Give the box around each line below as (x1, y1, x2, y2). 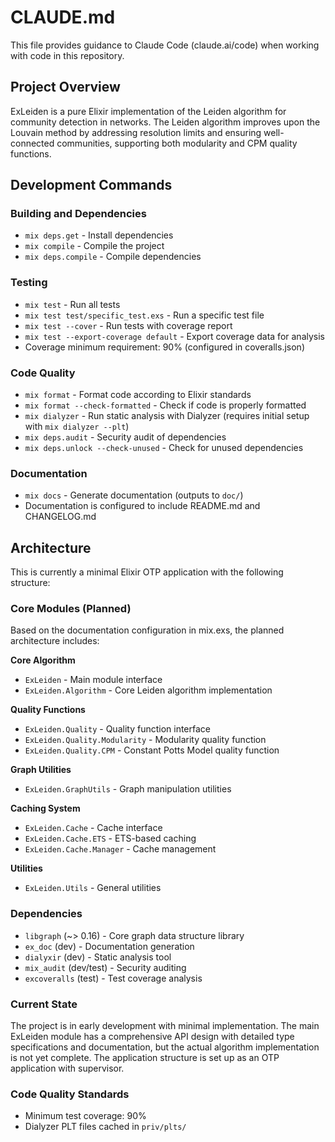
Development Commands (10, 177, 173, 194)
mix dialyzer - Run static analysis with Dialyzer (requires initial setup (24, 410, 310, 422)
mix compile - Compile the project (24, 240, 165, 252)
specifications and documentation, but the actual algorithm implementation (10, 1041, 320, 1053)
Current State (10, 997, 78, 1011)
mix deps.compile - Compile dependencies (24, 251, 202, 263)
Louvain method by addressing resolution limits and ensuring (10, 126, 262, 138)
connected (10, 137, 55, 149)
